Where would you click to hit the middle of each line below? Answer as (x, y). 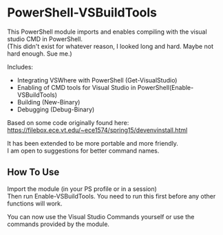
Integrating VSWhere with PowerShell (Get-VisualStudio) (97, 80)
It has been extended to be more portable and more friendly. (93, 143)
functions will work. (35, 203)
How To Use (33, 172)
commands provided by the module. (59, 224)
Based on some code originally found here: (68, 122)
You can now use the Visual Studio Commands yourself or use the (101, 216)
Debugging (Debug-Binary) (56, 109)
